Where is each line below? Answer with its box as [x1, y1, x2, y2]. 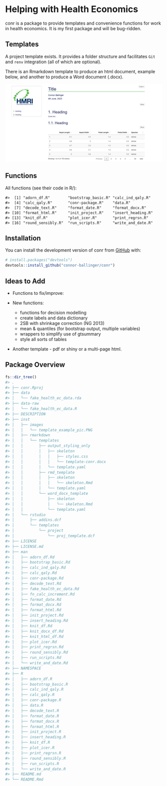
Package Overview [5, 361, 65, 369]
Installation [5, 234, 41, 243]
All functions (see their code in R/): [5, 185, 77, 191]
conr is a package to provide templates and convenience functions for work [5, 20, 161, 26]
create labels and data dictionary [19, 315, 88, 321]
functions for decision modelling [19, 310, 86, 315]
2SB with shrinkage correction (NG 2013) [19, 320, 105, 326]
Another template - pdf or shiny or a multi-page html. [12, 346, 122, 352]
